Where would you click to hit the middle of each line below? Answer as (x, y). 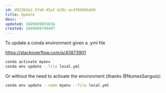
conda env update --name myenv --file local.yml (57, 85)
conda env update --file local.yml (43, 66)
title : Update (20, 15)
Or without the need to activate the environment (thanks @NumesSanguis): (83, 76)
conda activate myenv (28, 62)
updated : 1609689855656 (30, 24)
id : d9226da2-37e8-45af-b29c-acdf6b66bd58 (50, 10)
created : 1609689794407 (30, 29)
